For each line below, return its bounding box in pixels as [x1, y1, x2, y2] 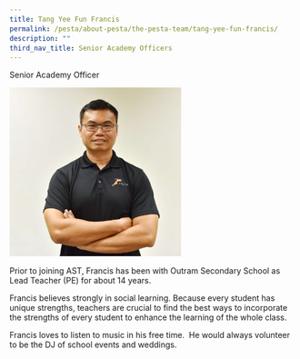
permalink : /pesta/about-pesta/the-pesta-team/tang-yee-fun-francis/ [9, 24, 279, 34]
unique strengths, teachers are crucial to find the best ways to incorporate [9, 303, 288, 314]
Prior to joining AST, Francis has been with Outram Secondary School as [9, 265, 281, 276]
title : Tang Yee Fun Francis [9, 15, 120, 24]
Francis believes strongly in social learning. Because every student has [9, 293, 275, 304]
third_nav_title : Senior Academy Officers [9, 44, 173, 53]
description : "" [9, 34, 71, 43]
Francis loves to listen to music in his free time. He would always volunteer [9, 330, 291, 341]
